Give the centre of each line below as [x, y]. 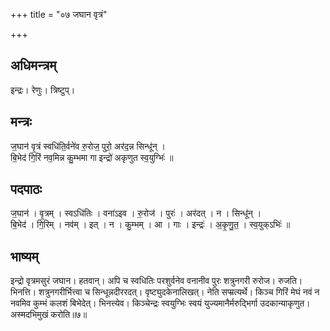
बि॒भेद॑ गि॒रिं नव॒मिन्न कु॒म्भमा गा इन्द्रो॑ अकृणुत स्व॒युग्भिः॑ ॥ [92, 157]
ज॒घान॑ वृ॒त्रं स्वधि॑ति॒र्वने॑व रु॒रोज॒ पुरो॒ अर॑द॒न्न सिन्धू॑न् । [88, 146]
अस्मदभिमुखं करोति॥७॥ [49, 315]
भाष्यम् [24, 256]
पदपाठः [26, 189]
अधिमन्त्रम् [33, 65]
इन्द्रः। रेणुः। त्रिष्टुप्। [43, 90]
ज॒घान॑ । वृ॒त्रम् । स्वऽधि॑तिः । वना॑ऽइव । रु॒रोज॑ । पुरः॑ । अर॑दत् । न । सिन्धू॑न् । [136, 213]
